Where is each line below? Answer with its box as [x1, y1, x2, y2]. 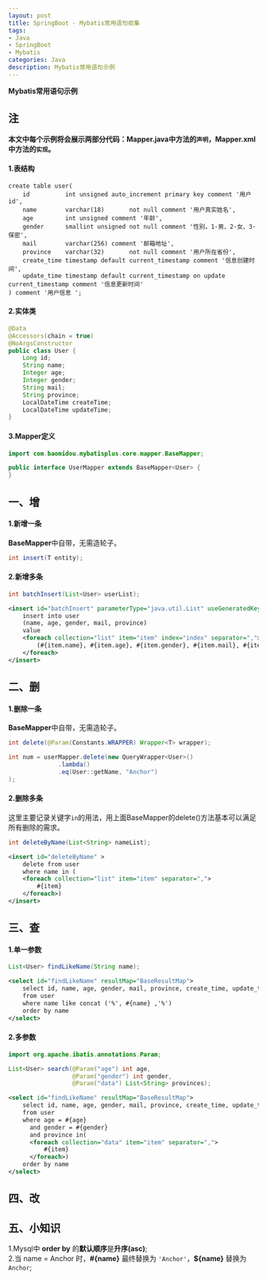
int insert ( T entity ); [8, 554, 83, 562]
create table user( [8, 182, 73, 190]
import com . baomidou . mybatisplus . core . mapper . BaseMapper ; [8, 450, 204, 458]
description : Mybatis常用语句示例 [8, 64, 115, 72]
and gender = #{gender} [29, 1123, 109, 1131]
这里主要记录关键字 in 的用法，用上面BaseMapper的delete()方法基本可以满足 [8, 812, 257, 822]
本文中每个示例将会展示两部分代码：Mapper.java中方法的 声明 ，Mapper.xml [8, 134, 256, 144]
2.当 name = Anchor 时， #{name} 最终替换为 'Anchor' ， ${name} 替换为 [8, 1254, 247, 1263]
